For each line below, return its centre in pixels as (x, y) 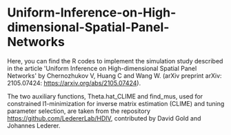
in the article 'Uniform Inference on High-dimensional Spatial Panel (102, 68)
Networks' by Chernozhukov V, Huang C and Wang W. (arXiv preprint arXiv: (114, 75)
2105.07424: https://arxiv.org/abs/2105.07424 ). (74, 83)
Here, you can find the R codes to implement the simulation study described (115, 61)
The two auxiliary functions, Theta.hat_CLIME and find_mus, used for (105, 96)
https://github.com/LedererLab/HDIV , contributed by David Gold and (104, 118)
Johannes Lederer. (34, 125)
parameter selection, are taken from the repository (79, 111)
